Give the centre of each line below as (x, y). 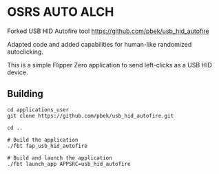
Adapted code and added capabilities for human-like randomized (100, 44)
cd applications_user (38, 110)
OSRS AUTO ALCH (61, 12)
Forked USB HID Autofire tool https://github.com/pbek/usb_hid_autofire (108, 31)
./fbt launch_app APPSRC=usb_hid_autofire (69, 164)
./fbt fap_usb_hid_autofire (48, 146)
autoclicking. (25, 52)
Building (25, 94)
